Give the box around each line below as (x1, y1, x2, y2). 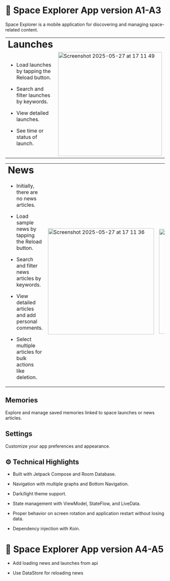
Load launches (16, 61, 52, 68)
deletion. (16, 374, 37, 381)
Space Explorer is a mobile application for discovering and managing (5, 21, 149, 27)
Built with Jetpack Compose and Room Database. (12, 471, 116, 477)
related (5, 26, 20, 32)
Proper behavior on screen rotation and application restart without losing (12, 511, 164, 517)
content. (21, 26, 38, 32)
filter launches (16, 92, 51, 99)
